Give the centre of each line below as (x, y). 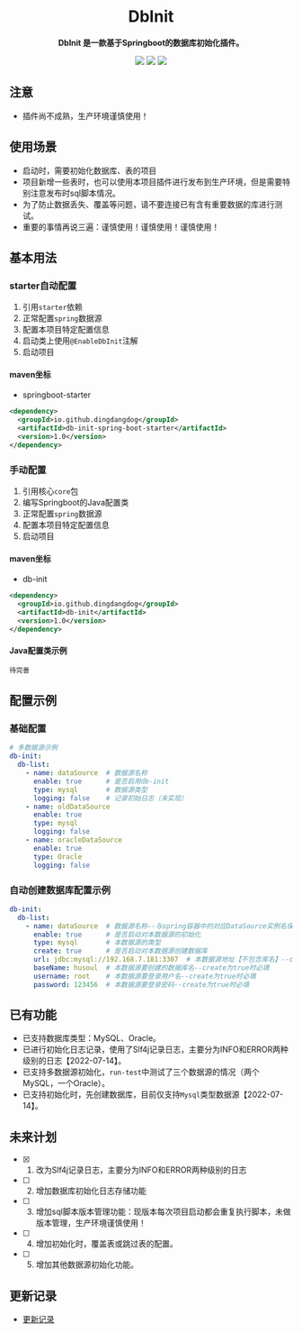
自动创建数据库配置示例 (60, 890)
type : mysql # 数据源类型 (90, 790)
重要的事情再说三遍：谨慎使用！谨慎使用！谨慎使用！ (121, 226)
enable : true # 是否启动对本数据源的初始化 (117, 935)
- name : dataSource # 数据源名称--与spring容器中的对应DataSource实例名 (156, 926)
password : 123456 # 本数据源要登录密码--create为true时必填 (141, 984)
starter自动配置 (43, 286)
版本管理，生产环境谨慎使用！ (91, 1223)
